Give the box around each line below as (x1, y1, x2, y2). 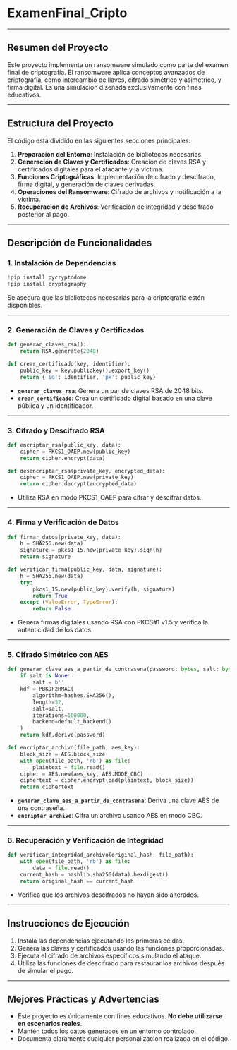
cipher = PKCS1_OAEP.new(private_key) (20, 474, 134, 481)
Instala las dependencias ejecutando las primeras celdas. (17, 936, 185, 945)
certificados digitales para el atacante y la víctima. (17, 164, 164, 174)
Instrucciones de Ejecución (7, 917, 130, 929)
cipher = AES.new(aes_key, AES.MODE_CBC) (20, 771, 143, 778)
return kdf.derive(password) (20, 732, 106, 739)
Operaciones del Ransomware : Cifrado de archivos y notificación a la (17, 187, 221, 195)
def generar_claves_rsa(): (7, 341, 87, 349)
